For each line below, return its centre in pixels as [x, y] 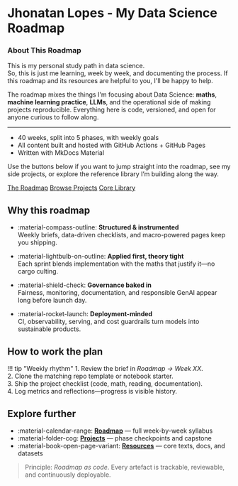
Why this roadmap [49, 210]
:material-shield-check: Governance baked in [85, 285]
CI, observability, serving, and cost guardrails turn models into [108, 322]
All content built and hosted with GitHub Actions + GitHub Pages [112, 145]
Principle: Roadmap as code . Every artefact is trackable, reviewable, [125, 467]
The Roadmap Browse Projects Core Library [72, 188]
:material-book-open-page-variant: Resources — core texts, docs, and [121, 445]
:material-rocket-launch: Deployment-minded [85, 314]
